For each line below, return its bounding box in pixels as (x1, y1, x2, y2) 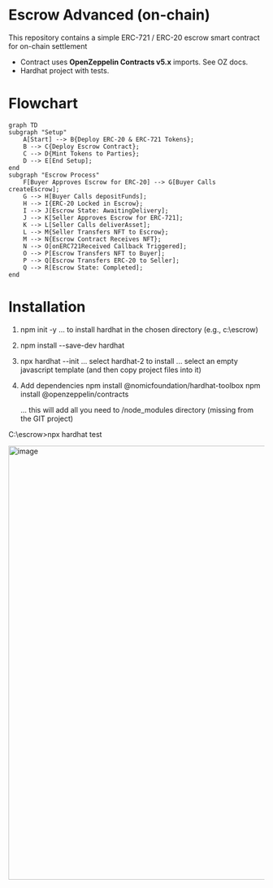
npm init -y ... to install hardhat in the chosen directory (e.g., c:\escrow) (19, 324, 258, 335)
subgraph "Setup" (8, 128, 67, 136)
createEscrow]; (8, 185, 60, 193)
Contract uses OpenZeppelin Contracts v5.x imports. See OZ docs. (19, 57, 249, 67)
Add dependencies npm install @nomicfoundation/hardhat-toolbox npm (19, 380, 261, 390)
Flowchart (8, 94, 79, 113)
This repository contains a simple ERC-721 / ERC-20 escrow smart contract (8, 33, 260, 42)
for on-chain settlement (8, 41, 88, 50)
